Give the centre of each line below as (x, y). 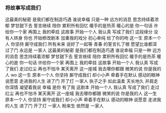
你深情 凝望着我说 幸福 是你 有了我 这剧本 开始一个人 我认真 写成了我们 (77, 87)
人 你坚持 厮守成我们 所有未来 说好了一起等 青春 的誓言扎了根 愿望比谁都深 (81, 44)
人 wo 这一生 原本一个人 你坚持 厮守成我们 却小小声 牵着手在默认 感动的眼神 (83, 75)
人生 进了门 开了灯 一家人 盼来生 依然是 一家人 (56, 106)
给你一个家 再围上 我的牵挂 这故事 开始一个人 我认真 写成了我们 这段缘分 (79, 32)
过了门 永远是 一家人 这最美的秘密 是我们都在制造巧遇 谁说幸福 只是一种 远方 (83, 50)
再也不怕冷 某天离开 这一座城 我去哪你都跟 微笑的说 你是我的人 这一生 (86, 94)
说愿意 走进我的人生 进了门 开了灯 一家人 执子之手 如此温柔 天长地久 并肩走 (82, 81)
